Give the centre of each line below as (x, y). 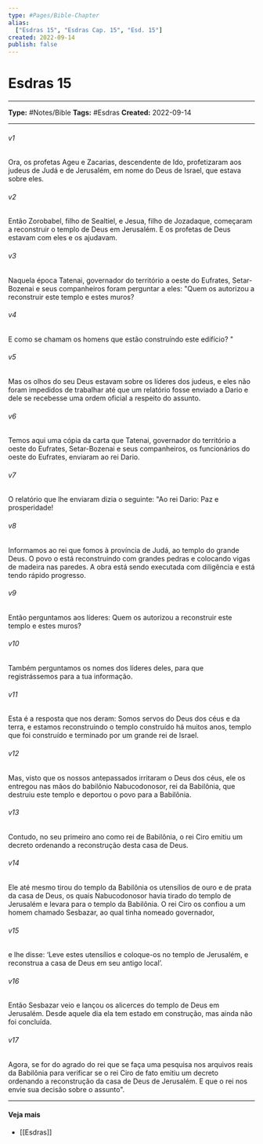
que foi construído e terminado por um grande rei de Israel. (104, 736)
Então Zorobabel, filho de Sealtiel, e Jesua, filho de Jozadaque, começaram (130, 221)
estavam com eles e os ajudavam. (63, 238)
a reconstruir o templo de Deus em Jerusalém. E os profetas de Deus (119, 229)
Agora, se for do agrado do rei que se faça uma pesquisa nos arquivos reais (130, 1064)
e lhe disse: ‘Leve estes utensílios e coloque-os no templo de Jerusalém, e (128, 955)
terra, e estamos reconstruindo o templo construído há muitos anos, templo (130, 727)
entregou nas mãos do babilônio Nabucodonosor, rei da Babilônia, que (122, 786)
